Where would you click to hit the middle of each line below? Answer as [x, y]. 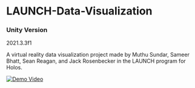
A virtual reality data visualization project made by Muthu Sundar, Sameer [98, 55]
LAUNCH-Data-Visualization [79, 11]
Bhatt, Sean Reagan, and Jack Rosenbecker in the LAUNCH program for [96, 61]
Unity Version [27, 30]
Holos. [15, 68]
